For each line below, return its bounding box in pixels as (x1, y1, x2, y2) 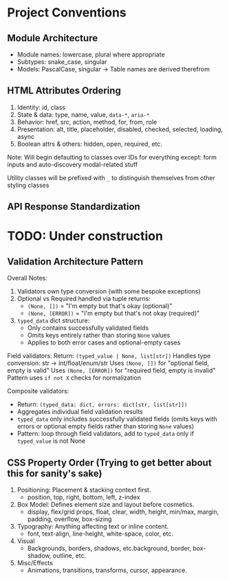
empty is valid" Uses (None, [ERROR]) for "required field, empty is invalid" (7, 366, 216, 375)
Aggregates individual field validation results (17, 408, 143, 416)
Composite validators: (7, 387, 69, 395)
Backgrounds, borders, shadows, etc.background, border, (27, 545, 191, 553)
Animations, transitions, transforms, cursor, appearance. (27, 566, 187, 575)
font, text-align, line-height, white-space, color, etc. (27, 529, 174, 538)
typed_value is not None (17, 437, 86, 445)
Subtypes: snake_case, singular (17, 58, 107, 66)
